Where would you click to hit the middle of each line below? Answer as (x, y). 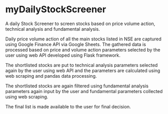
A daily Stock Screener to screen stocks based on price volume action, (80, 24)
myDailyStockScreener (56, 9)
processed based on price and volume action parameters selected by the (83, 50)
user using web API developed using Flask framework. (63, 55)
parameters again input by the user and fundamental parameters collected (84, 91)
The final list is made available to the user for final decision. (68, 106)
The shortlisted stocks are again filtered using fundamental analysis (77, 86)
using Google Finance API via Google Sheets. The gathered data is (76, 44)
